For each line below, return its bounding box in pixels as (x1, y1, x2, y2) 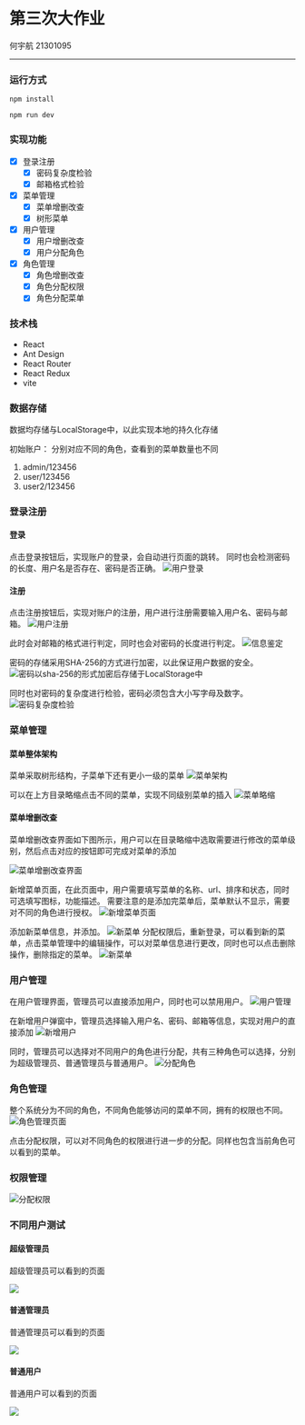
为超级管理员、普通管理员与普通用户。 (9, 1057, 152, 1068)
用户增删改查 (35, 235, 84, 246)
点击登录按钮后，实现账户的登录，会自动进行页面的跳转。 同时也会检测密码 (9, 552, 290, 563)
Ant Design (22, 348, 65, 359)
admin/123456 (22, 461, 77, 473)
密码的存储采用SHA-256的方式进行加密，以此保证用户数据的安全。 (9, 657, 259, 668)
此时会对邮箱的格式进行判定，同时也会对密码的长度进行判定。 (9, 638, 241, 649)
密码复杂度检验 (35, 167, 93, 178)
